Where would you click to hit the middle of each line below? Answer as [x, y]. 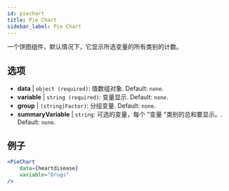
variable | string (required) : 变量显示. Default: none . [93, 97]
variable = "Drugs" [44, 174]
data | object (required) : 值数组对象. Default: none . [90, 89]
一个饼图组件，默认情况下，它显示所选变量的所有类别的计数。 [95, 47]
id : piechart [26, 13]
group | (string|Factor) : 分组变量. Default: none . [87, 106]
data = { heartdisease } [49, 168]
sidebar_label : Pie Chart [44, 26]
